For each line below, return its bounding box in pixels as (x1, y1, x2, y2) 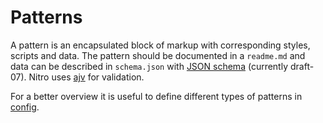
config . (10, 101, 40, 113)
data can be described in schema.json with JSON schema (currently (10, 60, 289, 72)
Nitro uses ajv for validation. (28, 71, 145, 83)
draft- (289, 60, 315, 72)
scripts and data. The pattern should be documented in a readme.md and (10, 49, 306, 61)
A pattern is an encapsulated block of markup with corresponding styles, (10, 39, 311, 51)
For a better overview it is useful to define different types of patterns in (10, 90, 303, 102)
